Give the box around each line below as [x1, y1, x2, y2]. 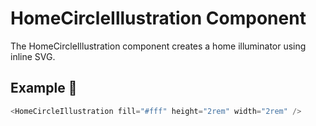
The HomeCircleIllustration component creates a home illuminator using [10, 40, 307, 52]
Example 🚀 [10, 80, 78, 97]
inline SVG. [10, 50, 56, 62]
